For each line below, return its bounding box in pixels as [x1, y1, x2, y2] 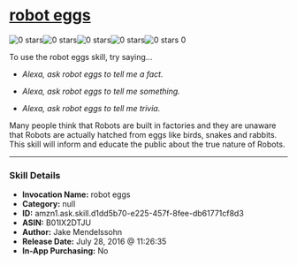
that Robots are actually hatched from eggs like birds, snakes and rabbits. [9, 129, 278, 140]
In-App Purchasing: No [21, 246, 109, 256]
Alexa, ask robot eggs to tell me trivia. [21, 102, 161, 113]
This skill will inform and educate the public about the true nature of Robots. [9, 139, 286, 149]
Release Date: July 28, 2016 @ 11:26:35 [21, 236, 167, 247]
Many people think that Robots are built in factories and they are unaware [9, 120, 277, 131]
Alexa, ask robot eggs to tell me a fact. [21, 68, 164, 79]
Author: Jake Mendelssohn [21, 227, 122, 238]
